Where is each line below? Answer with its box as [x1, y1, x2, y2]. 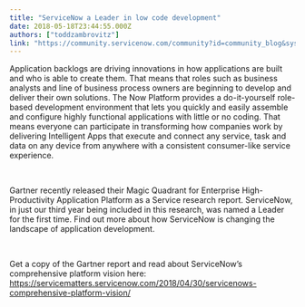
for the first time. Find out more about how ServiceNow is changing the [9, 214, 275, 225]
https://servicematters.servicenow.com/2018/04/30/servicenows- [9, 278, 257, 289]
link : [9, 38, 30, 48]
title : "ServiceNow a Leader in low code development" [9, 13, 221, 23]
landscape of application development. [9, 224, 155, 235]
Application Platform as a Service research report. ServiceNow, [56, 195, 293, 206]
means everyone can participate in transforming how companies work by [9, 121, 283, 132]
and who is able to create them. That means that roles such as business [9, 73, 279, 84]
